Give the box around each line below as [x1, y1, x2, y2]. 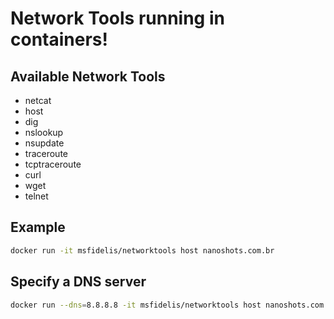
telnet [24, 190, 49, 202]
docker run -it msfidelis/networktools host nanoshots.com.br [10, 245, 275, 256]
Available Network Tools [10, 68, 166, 85]
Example [10, 219, 66, 236]
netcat [24, 95, 52, 106]
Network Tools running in [10, 7, 225, 30]
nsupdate [24, 137, 65, 149]
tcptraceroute [24, 158, 82, 170]
